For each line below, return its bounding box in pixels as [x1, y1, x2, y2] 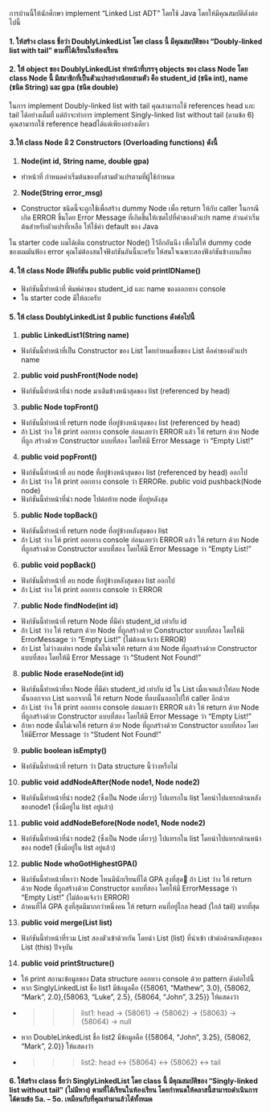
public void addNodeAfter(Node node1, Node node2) [20, 777, 200, 787]
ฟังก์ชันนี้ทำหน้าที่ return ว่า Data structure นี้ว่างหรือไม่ [20, 761, 178, 771]
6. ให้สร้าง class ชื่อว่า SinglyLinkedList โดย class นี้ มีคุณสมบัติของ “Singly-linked [9, 1076, 258, 1085]
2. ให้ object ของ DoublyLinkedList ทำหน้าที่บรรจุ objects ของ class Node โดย [9, 64, 248, 74]
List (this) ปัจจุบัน [20, 942, 73, 952]
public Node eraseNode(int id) [20, 669, 124, 678]
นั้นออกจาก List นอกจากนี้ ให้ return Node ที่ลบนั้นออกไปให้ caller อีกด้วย [20, 694, 230, 703]
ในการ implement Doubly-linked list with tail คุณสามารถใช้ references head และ [9, 101, 256, 110]
